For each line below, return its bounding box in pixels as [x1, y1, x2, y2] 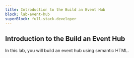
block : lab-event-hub [5, 12, 50, 17]
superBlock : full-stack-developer [5, 16, 77, 21]
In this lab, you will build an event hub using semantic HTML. [5, 48, 129, 54]
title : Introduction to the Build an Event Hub [5, 7, 106, 12]
